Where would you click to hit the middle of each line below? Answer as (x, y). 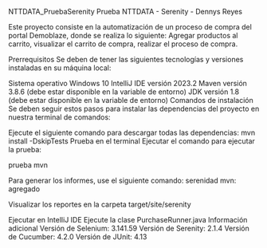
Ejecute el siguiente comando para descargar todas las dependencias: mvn (132, 132)
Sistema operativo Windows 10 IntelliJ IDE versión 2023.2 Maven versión (128, 83)
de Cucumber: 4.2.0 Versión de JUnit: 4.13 (78, 237)
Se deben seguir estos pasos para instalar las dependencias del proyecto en (134, 108)
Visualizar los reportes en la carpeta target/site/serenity (100, 204)
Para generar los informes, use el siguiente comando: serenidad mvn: (122, 180)
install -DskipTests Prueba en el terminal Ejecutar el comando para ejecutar (132, 141)
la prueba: (25, 150)
